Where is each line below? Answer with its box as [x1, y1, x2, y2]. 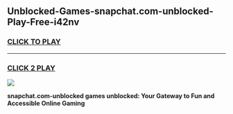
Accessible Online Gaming [7, 99, 85, 107]
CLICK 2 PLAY [7, 63, 55, 73]
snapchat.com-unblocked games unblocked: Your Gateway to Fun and [7, 91, 215, 99]
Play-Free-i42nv [7, 17, 80, 28]
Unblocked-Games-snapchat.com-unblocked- [7, 6, 214, 17]
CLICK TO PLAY [7, 37, 61, 47]
